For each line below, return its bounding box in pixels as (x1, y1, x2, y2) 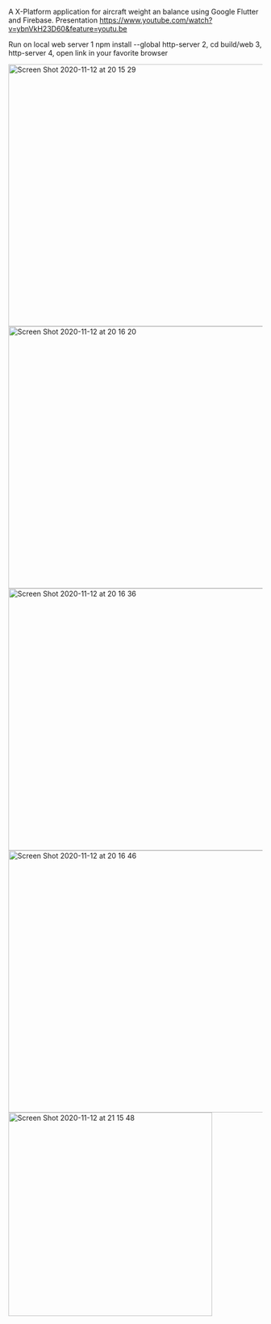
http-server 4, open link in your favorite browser (8, 48, 169, 57)
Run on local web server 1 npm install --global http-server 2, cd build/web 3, (8, 40, 262, 49)
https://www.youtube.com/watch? (99, 15, 213, 25)
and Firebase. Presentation (8, 15, 98, 25)
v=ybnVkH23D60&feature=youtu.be (8, 24, 127, 33)
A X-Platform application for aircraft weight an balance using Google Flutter (8, 7, 259, 16)
